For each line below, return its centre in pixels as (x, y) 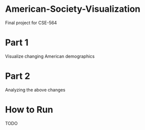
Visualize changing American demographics (50, 56)
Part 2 (18, 76)
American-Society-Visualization (73, 9)
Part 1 (17, 43)
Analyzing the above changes (35, 90)
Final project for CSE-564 (31, 23)
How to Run (29, 110)
